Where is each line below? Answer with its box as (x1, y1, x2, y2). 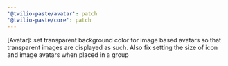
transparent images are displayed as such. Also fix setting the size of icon (7, 43, 218, 51)
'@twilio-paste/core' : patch (7, 17, 91, 24)
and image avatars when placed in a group (7, 50, 130, 59)
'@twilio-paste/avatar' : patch (7, 10, 98, 17)
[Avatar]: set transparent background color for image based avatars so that (7, 35, 222, 44)
